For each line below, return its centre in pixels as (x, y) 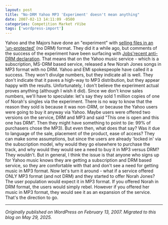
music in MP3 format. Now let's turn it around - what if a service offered (79, 171)
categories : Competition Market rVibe (45, 24)
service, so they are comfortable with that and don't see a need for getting (82, 166)
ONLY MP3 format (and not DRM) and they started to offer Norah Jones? (80, 176)
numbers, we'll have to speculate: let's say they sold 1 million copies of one (82, 96)
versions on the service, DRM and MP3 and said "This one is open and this (82, 118)
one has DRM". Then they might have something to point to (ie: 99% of (78, 123)
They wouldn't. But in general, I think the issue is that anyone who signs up (82, 155)
